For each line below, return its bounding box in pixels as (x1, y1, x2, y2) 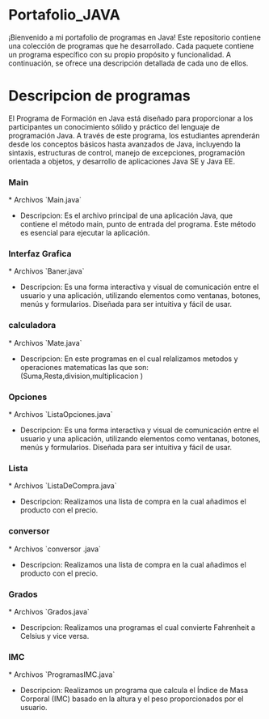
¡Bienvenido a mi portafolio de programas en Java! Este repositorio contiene (8, 32, 261, 42)
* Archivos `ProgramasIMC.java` (8, 670, 116, 679)
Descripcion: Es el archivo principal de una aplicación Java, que (19, 211, 233, 220)
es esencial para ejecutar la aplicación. (19, 228, 150, 238)
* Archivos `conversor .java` (8, 544, 101, 554)
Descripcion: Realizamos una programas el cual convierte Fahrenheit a (19, 622, 256, 632)
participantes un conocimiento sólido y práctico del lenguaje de (8, 121, 221, 131)
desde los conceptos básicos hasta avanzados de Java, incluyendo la (8, 139, 241, 149)
